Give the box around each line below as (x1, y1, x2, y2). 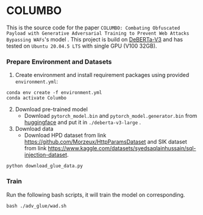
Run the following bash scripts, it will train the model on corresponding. (6, 191, 185, 199)
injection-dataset (24, 151, 67, 159)
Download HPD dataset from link (24, 132, 107, 139)
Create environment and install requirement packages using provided (15, 71, 190, 79)
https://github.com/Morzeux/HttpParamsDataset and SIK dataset (24, 138, 187, 145)
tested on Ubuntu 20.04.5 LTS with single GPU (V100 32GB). (6, 42, 157, 49)
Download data (15, 125, 54, 133)
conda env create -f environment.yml (6, 90, 102, 96)
